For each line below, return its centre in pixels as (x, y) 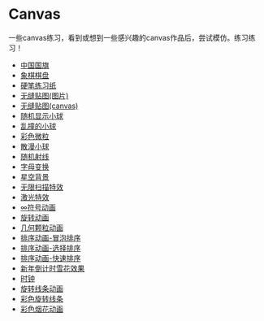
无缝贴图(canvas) (49, 106)
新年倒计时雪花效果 (52, 268)
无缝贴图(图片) (44, 95)
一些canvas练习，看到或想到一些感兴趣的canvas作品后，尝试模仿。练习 (129, 37)
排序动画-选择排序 (50, 248)
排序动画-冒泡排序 (50, 237)
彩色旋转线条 (41, 298)
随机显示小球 (41, 115)
